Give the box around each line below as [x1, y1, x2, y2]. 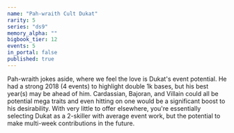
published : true [7, 56, 54, 63]
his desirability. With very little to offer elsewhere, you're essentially [7, 104, 201, 112]
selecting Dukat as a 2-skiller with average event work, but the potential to [7, 111, 221, 120]
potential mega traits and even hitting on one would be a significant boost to [7, 97, 226, 105]
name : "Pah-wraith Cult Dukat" [7, 10, 98, 17]
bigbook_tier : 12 [7, 36, 58, 43]
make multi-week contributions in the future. [7, 119, 135, 127]
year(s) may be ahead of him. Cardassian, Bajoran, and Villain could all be [7, 89, 219, 97]
